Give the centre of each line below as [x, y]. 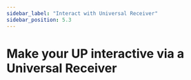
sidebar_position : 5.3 [39, 20]
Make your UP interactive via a [95, 54]
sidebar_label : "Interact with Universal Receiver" [82, 13]
